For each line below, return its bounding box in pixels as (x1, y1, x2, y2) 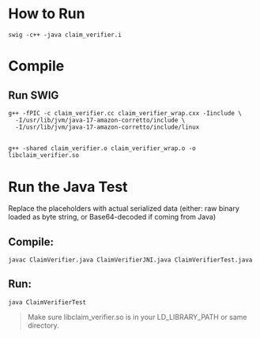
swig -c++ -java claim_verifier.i (8, 31, 122, 39)
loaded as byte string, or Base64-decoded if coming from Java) (8, 212, 217, 222)
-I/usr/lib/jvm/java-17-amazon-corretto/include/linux (15, 123, 200, 131)
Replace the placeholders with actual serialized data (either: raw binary (8, 204, 239, 213)
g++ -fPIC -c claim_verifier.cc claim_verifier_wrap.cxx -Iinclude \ (8, 109, 243, 117)
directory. (27, 321, 59, 330)
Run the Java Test (8, 178, 128, 196)
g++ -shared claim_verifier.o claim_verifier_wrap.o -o (8, 145, 196, 152)
